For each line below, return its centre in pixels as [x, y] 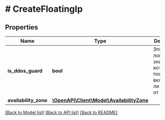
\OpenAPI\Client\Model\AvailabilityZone [100, 100]
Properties [22, 27]
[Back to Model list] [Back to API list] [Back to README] [61, 112]
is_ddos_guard [25, 71]
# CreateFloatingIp [44, 9]
